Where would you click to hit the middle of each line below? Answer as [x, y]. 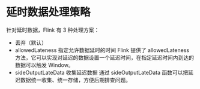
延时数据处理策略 [49, 12]
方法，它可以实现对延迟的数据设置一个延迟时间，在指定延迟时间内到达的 [104, 57]
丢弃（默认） [31, 42]
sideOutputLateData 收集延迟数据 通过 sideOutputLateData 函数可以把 [102, 72]
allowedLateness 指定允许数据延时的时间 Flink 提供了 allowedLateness [102, 50]
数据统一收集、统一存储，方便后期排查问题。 [75, 80]
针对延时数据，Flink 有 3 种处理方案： [53, 30]
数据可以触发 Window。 [44, 65]
